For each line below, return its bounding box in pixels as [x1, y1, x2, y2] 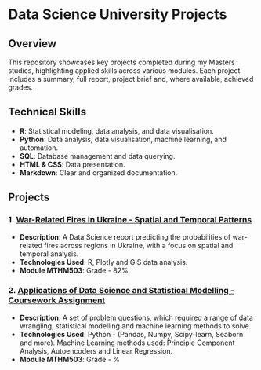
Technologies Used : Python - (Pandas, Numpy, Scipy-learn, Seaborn [19, 329, 244, 339]
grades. [8, 82, 33, 92]
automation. [19, 143, 59, 152]
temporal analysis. [19, 249, 79, 258]
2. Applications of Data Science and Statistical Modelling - [8, 285, 235, 296]
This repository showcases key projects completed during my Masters [8, 57, 235, 67]
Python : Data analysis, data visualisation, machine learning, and [19, 134, 227, 144]
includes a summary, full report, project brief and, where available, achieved [8, 75, 254, 83]
